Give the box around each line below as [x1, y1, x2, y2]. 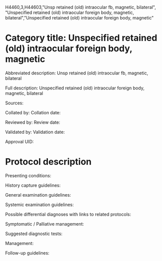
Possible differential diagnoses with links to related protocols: [5, 211, 131, 217]
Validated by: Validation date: [5, 129, 65, 135]
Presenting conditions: [5, 172, 51, 179]
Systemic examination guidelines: [5, 202, 74, 208]
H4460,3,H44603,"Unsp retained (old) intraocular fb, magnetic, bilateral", [5, 4, 156, 10]
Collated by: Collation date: [5, 109, 61, 115]
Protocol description [5, 156, 92, 168]
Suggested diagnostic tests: [5, 231, 63, 237]
